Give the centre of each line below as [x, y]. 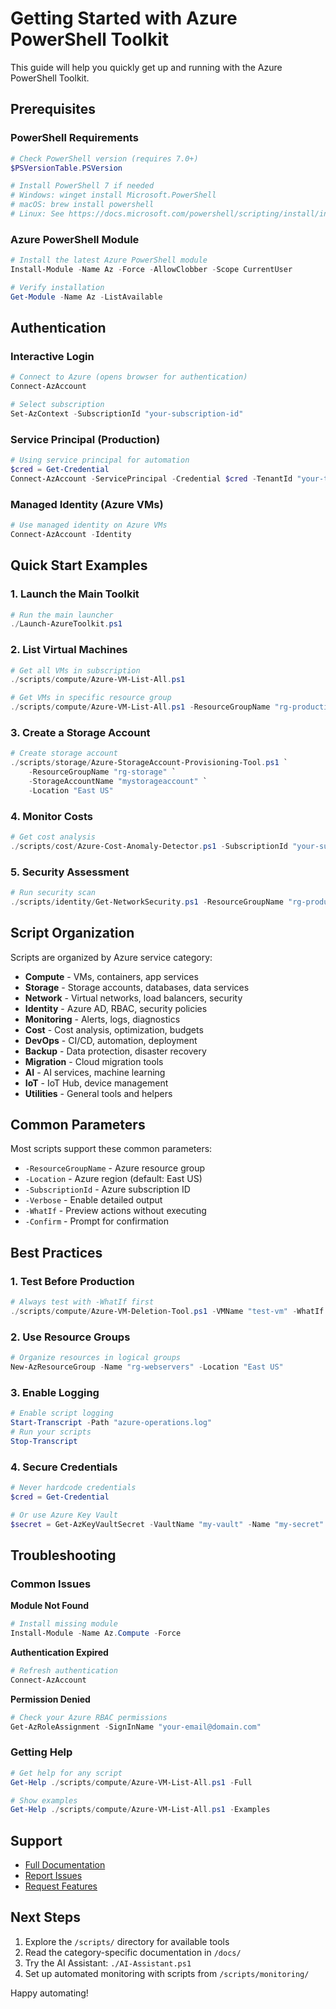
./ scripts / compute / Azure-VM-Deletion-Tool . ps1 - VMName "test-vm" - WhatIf [167, 1312]
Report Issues [53, 1876]
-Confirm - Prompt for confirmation [96, 1221]
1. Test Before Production [72, 1281]
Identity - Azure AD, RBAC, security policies [116, 1008]
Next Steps [45, 1917]
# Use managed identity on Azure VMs [89, 525]
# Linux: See [37, 214]
